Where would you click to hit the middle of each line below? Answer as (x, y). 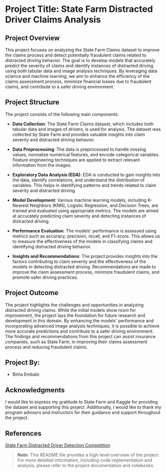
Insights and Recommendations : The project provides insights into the (85, 256)
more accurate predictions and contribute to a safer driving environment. (80, 331)
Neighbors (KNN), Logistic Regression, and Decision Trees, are (94, 205)
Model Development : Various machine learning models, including (80, 200)
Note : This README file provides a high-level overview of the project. (88, 455)
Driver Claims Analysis (53, 20)
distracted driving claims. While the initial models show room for (71, 310)
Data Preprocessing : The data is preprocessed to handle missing (79, 149)
